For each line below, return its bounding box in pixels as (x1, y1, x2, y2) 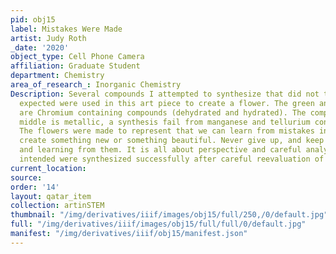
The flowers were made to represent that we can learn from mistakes (19, 126, 315, 136)
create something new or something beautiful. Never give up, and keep (19, 136, 325, 146)
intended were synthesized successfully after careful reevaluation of (19, 154, 325, 164)
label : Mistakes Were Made (10, 24, 123, 34)
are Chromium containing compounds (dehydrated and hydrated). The (19, 107, 307, 118)
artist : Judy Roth (10, 33, 87, 43)
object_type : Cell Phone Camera (10, 52, 145, 62)
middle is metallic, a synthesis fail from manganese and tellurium (19, 117, 311, 127)
